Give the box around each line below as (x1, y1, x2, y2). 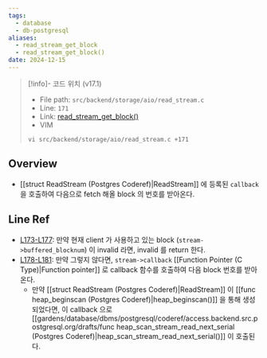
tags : (8, 11, 26, 20)
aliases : (8, 33, 37, 42)
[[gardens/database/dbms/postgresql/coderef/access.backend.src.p (31, 313, 258, 323)
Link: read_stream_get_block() (39, 111, 139, 121)
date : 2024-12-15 (8, 56, 66, 64)
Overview (8, 157, 58, 171)
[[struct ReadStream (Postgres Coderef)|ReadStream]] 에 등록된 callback (19, 179, 259, 189)
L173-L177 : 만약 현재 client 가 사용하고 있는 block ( (19, 235, 179, 244)
